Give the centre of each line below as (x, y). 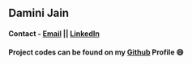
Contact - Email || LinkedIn (54, 33)
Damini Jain (39, 13)
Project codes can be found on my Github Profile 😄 (96, 52)
